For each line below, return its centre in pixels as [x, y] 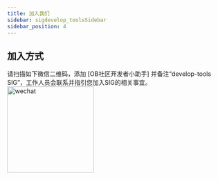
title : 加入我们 [28, 13]
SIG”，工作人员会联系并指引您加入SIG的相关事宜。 [79, 83]
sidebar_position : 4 [37, 26]
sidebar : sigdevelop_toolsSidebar [57, 20]
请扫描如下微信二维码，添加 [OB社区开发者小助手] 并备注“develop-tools [109, 74]
